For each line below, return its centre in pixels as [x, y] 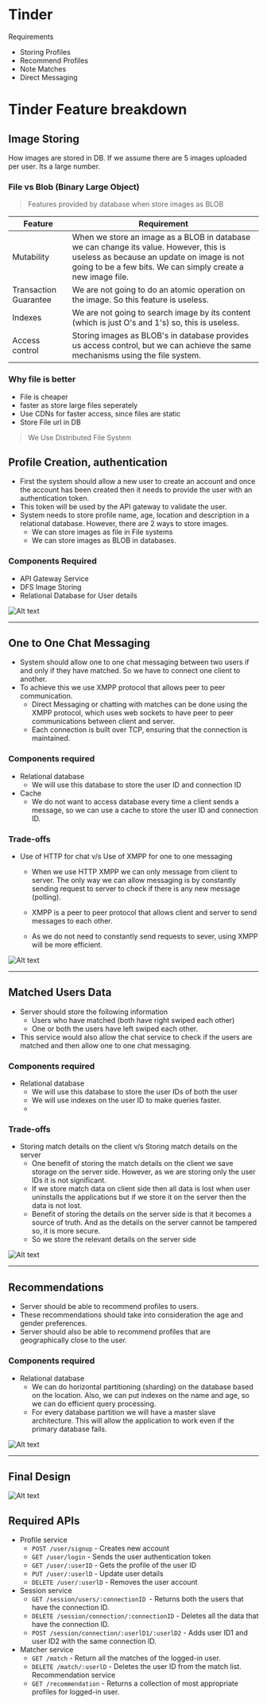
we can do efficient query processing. [94, 1404]
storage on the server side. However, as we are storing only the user [143, 1172]
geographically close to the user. [73, 1340]
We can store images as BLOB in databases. [104, 540]
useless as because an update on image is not [158, 258]
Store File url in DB [50, 422]
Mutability [31, 258]
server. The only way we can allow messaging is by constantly [134, 881]
